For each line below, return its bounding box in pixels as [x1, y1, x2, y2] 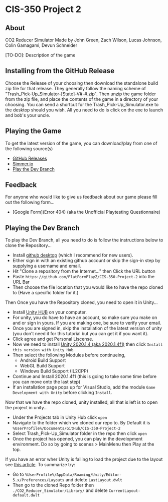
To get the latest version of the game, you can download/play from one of [5, 140, 157, 146]
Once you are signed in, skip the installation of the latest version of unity [12, 325, 162, 331]
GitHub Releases [12, 155, 47, 161]
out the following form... [5, 199, 55, 205]
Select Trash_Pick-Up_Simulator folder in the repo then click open [12, 430, 147, 436]
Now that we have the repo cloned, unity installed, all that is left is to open [5, 399, 158, 405]
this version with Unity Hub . [12, 347, 75, 353]
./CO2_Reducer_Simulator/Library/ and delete [12, 487, 108, 493]
